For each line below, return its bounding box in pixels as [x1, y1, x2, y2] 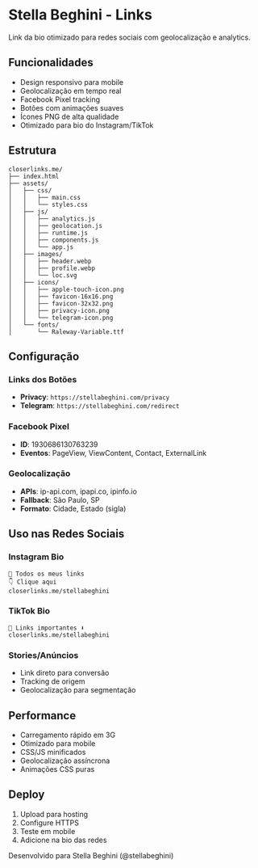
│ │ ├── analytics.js [8, 214, 95, 223]
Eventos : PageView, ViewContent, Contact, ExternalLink [19, 448, 207, 457]
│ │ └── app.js [8, 242, 74, 251]
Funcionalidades [8, 56, 94, 70]
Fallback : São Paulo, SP [19, 495, 100, 504]
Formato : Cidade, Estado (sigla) [19, 504, 127, 513]
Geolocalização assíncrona [19, 756, 110, 765]
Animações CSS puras [19, 764, 95, 773]
